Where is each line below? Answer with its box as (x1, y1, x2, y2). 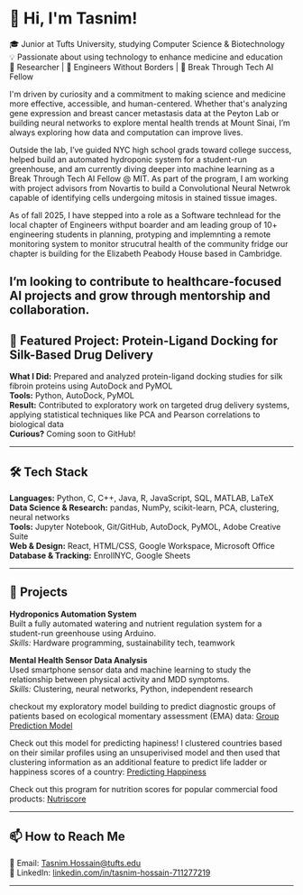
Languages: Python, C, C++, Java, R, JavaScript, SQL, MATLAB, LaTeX (9, 492, 274, 503)
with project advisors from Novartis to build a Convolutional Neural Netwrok (9, 182, 291, 193)
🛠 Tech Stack (9, 464, 88, 479)
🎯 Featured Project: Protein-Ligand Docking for (9, 333, 279, 348)
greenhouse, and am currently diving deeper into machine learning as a (9, 163, 275, 174)
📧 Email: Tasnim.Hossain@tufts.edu (9, 857, 142, 868)
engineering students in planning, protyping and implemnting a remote (9, 229, 271, 240)
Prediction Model (9, 720, 73, 731)
